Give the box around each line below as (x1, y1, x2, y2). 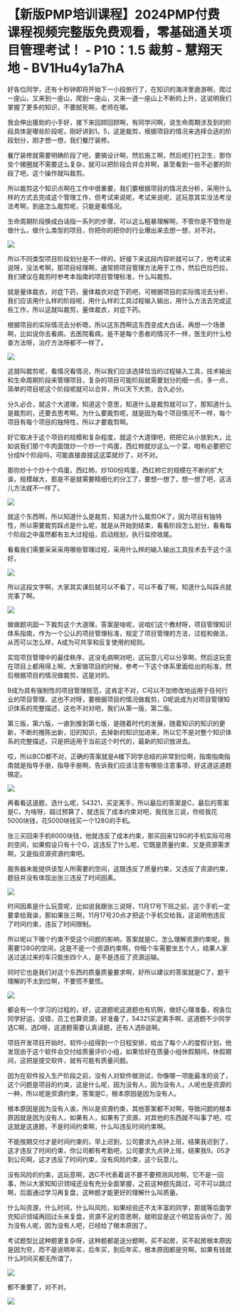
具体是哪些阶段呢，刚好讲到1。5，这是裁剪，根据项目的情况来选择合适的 (13, 126, 225, 136)
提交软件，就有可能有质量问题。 (38, 1056, 132, 1064)
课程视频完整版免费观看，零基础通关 (7, 24, 220, 41)
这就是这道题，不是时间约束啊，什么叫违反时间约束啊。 (7, 1122, 169, 1131)
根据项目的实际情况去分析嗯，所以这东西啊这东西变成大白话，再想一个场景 (7, 320, 225, 329)
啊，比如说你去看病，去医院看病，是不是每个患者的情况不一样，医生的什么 (7, 329, 225, 337)
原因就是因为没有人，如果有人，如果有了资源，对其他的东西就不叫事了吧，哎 (7, 1113, 232, 1122)
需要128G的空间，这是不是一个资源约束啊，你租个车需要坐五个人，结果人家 (7, 943, 228, 952)
